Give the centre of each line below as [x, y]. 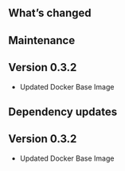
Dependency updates [63, 111]
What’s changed [50, 13]
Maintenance [42, 40]
